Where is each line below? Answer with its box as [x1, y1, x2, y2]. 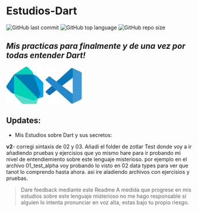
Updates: [6, 116, 41, 126]
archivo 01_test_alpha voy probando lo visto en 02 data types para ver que [6, 162, 188, 169]
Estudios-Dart [6, 4, 77, 18]
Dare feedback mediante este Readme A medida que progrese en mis [20, 186, 191, 193]
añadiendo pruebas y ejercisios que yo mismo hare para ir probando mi [6, 149, 181, 156]
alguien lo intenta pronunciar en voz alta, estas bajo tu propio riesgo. [20, 198, 189, 206]
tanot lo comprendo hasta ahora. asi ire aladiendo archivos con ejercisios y [6, 168, 190, 175]
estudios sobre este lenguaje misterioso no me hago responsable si [20, 192, 187, 199]
